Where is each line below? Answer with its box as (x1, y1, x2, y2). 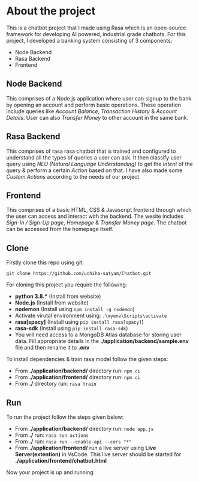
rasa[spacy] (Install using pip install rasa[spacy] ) (14, 318, 144, 326)
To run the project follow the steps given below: (6, 413, 124, 421)
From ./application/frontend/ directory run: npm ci (14, 374, 141, 381)
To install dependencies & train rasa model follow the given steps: (6, 356, 168, 363)
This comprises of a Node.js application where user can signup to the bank (6, 94, 192, 102)
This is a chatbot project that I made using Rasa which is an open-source (6, 24, 186, 31)
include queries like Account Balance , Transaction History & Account (6, 107, 177, 115)
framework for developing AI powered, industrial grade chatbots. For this (6, 30, 186, 37)
